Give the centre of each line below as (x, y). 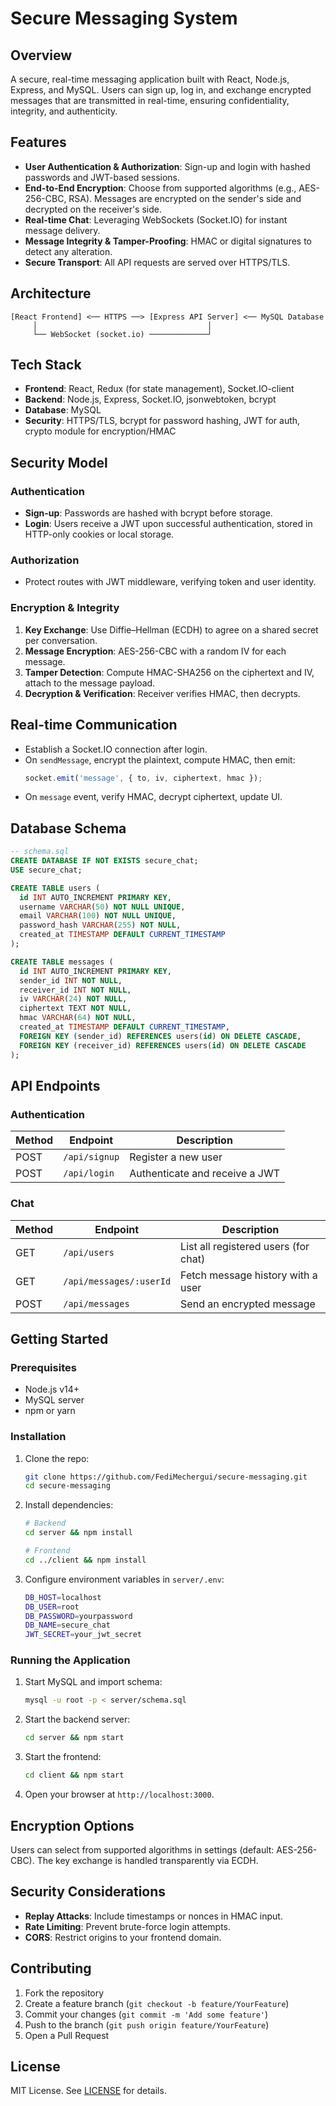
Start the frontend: (63, 1757)
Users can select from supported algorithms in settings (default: (142, 1849)
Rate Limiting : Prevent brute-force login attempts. (128, 1926)
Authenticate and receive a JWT (205, 1174)
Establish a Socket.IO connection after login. (116, 749)
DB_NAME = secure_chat (67, 1625)
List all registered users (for (245, 1246)
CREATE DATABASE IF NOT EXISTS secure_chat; (104, 861)
